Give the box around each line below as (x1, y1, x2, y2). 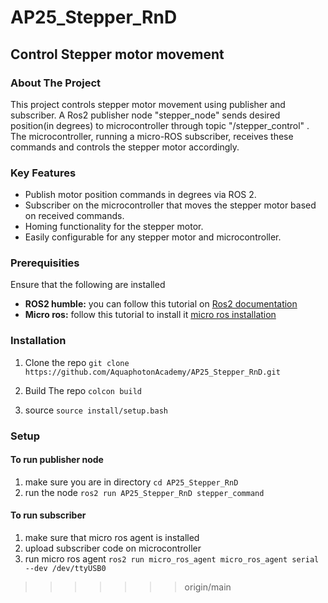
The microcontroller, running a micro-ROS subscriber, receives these (10, 130, 294, 142)
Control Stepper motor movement (10, 46, 225, 63)
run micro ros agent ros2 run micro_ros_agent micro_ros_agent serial (24, 553, 320, 565)
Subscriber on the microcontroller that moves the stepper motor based (24, 199, 317, 211)
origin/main (184, 581, 232, 593)
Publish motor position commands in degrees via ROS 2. (24, 189, 257, 201)
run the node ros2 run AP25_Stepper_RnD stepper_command (24, 486, 265, 498)
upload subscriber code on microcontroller (24, 542, 202, 555)
